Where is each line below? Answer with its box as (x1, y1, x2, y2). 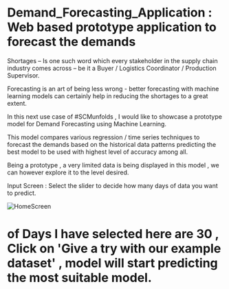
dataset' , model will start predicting (7, 255, 218, 271)
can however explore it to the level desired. (7, 168, 129, 176)
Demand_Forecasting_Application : (7, 5, 212, 21)
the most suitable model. (7, 270, 153, 286)
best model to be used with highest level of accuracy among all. (7, 148, 188, 156)
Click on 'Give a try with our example (7, 241, 221, 257)
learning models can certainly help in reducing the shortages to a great (7, 91, 208, 100)
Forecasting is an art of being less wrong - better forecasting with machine (7, 84, 219, 93)
